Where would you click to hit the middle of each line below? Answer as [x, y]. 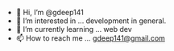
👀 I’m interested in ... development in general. [91, 21]
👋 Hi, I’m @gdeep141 [50, 12]
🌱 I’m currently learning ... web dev [74, 29]
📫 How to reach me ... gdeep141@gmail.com [90, 38]
